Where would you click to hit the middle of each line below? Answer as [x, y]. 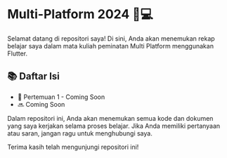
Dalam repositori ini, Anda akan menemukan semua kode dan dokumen [110, 118]
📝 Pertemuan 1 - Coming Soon [61, 97]
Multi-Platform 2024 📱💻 [80, 14]
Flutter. [18, 53]
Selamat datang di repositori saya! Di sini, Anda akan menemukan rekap [111, 38]
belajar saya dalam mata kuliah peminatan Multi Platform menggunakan [111, 46]
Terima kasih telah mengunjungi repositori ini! [73, 147]
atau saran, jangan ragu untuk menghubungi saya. [80, 133]
